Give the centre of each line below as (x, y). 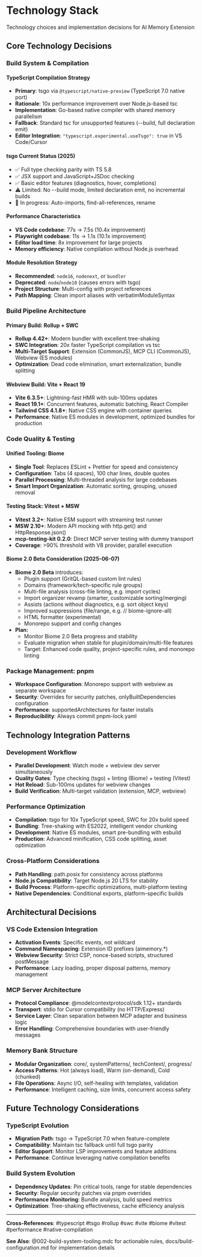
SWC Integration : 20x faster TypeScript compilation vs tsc (87, 345)
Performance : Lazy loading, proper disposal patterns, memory (93, 968)
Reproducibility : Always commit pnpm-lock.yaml (76, 716)
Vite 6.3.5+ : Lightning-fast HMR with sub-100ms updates (86, 398)
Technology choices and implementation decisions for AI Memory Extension (101, 27)
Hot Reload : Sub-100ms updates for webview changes (83, 784)
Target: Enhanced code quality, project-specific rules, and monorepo (109, 649)
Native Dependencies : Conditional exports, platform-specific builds (99, 893)
